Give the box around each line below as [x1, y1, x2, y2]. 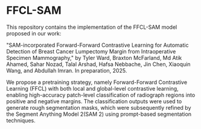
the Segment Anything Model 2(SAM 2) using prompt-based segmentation [6, 110, 192, 118]
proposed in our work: [6, 29, 62, 37]
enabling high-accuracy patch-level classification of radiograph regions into [6, 91, 196, 98]
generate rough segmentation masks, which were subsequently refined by [6, 104, 191, 111]
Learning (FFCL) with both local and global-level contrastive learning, [6, 85, 179, 92]
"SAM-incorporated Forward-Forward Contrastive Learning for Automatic [6, 41, 189, 49]
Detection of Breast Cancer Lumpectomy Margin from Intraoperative [6, 47, 176, 55]
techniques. [6, 116, 36, 124]
